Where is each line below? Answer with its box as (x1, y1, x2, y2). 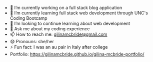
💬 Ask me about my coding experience (9, 26, 90, 32)
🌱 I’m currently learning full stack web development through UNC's (9, 10, 148, 16)
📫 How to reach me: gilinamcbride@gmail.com (9, 31, 107, 37)
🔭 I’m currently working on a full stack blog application (9, 5, 122, 10)
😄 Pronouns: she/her (9, 39, 54, 44)
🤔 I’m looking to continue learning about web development (9, 20, 130, 26)
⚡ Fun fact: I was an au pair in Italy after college (9, 44, 108, 50)
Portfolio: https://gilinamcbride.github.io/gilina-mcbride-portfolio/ (9, 51, 144, 57)
